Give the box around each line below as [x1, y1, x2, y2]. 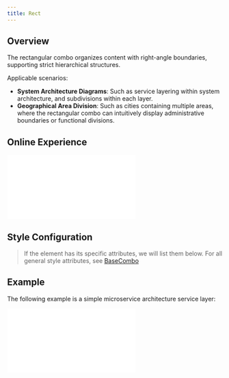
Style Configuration [7, 231, 93, 243]
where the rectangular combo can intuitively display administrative [16, 109, 205, 117]
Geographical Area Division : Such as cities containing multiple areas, [16, 102, 214, 110]
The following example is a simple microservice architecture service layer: [7, 294, 216, 303]
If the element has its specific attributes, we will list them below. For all [23, 249, 223, 257]
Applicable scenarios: [7, 74, 68, 82]
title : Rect [7, 10, 41, 17]
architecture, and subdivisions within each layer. [16, 94, 153, 103]
